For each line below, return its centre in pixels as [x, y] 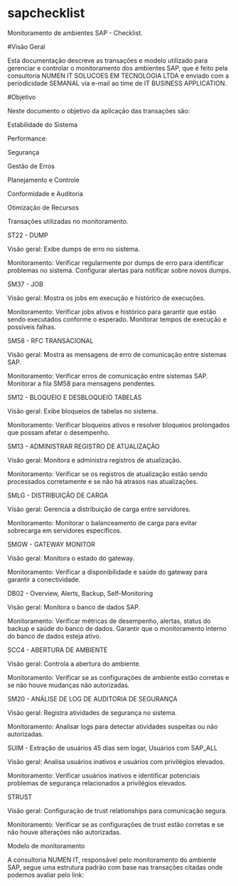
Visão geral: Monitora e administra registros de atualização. [94, 460]
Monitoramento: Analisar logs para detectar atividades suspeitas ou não [113, 726]
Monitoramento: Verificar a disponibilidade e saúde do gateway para [108, 572]
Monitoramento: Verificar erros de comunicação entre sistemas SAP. [108, 376]
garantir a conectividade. [44, 579]
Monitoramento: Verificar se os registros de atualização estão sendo [108, 474]
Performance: [27, 138]
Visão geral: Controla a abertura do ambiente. [74, 664]
